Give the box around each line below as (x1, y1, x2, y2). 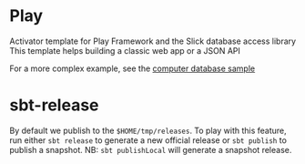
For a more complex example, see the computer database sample (9, 63, 256, 74)
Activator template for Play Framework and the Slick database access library (9, 36, 297, 46)
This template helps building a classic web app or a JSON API (9, 45, 241, 56)
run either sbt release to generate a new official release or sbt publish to (9, 134, 287, 146)
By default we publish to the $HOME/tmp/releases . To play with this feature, (9, 125, 287, 136)
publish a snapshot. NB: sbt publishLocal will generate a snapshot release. (9, 144, 292, 155)
